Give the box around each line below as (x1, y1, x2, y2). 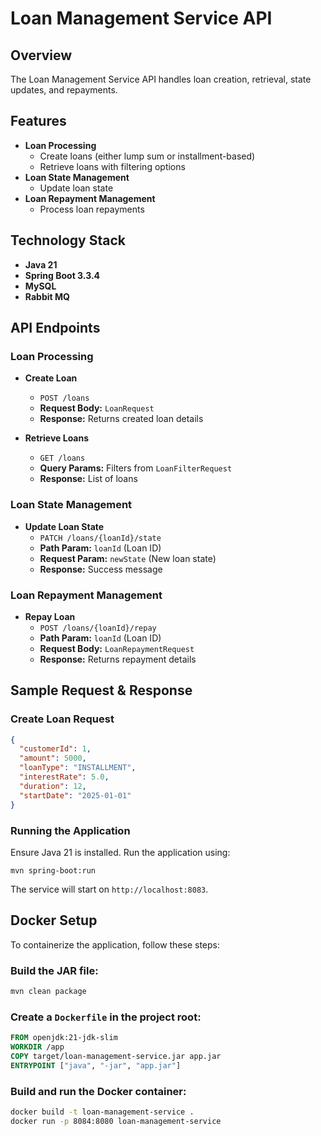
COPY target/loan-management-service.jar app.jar (10, 1051, 222, 1061)
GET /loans (39, 453, 86, 464)
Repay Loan (24, 610, 76, 622)
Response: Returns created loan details (39, 413, 204, 425)
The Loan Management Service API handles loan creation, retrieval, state (10, 73, 312, 85)
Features (10, 113, 67, 130)
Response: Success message (39, 563, 163, 575)
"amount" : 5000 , (19, 753, 87, 764)
